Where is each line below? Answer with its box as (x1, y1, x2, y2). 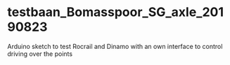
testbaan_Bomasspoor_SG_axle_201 (7, 4, 224, 20)
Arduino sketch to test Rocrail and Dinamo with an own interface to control (7, 42, 223, 50)
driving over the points (7, 50, 72, 58)
